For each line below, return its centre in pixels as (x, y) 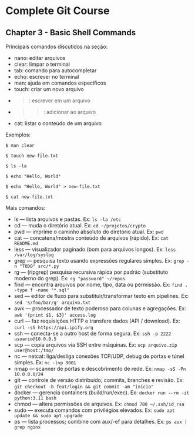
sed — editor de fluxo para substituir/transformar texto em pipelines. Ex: (101, 296)
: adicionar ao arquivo (70, 112)
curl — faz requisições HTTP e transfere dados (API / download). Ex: (97, 321)
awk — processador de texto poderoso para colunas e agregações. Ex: (100, 308)
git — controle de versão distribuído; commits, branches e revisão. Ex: (99, 380)
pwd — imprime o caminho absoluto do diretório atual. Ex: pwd (89, 232)
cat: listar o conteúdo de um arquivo (58, 123)
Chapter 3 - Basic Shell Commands (71, 33)
